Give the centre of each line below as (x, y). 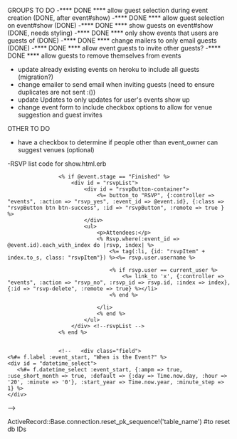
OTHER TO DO (29, 128)
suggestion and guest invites (60, 115)
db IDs (17, 429)
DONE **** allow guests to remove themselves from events (94, 55)
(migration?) (36, 77)
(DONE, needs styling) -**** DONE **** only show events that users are (113, 33)
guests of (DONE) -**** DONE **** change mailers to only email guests (112, 41)
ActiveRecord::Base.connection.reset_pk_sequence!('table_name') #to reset (119, 422)
